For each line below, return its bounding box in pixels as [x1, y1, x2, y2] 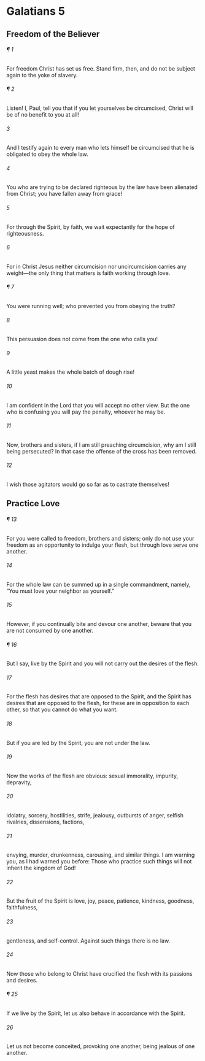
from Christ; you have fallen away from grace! [6, 190, 123, 198]
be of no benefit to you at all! [6, 110, 80, 118]
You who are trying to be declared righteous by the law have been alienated [6, 183, 198, 191]
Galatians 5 [6, 4, 66, 18]
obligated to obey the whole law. [6, 150, 89, 158]
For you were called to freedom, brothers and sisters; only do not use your [6, 534, 195, 542]
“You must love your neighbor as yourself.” [6, 587, 115, 595]
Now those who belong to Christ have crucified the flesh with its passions [6, 970, 193, 977]
